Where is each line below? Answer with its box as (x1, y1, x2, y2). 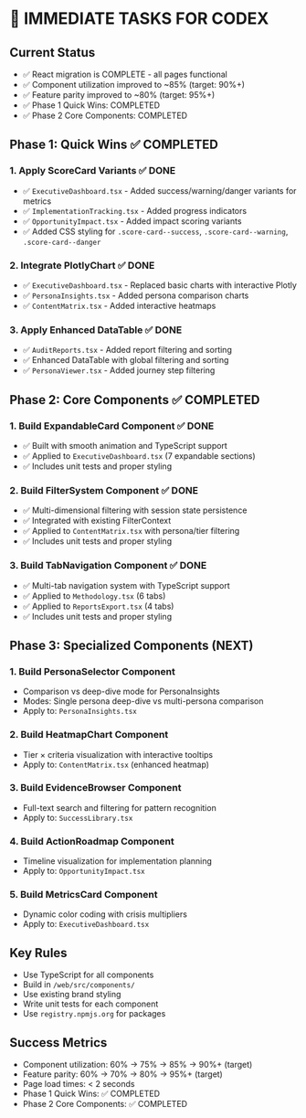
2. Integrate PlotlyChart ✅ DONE (9, 259, 155, 272)
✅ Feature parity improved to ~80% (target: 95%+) (22, 90, 216, 100)
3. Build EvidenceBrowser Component (9, 782, 182, 794)
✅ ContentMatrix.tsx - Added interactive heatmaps (22, 300, 216, 311)
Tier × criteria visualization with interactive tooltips (22, 749, 213, 760)
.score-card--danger (22, 238, 101, 247)
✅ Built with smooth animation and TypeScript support (22, 440, 228, 451)
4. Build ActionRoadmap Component (9, 835, 175, 847)
